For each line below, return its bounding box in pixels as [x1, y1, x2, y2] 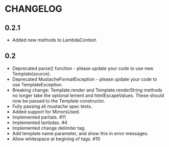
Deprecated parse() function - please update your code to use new [12, 65, 154, 71]
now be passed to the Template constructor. [12, 97, 106, 104]
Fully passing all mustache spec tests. [12, 103, 92, 109]
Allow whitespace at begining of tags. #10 [12, 136, 101, 142]
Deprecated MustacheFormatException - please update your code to [12, 76, 157, 82]
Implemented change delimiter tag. [12, 125, 86, 131]
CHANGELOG [5, 3, 62, 15]
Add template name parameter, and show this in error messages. [12, 130, 149, 136]
